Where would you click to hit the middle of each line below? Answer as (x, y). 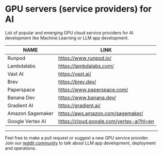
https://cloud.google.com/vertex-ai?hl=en (106, 121)
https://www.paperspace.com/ (93, 89)
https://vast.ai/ (74, 74)
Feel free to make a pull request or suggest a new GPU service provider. (77, 138)
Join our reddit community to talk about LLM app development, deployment (81, 143)
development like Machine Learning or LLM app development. (67, 38)
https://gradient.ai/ (79, 105)
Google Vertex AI (27, 121)
